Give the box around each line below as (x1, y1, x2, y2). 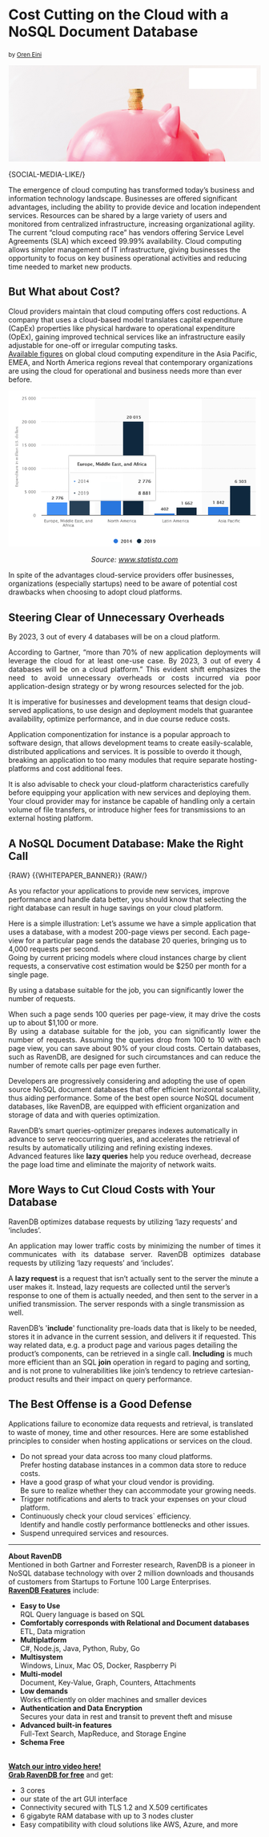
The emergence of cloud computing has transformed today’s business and (8, 185, 255, 195)
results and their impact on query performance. (35, 1374, 192, 1384)
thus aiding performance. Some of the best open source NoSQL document (8, 1093, 255, 1102)
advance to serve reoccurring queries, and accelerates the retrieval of (8, 1133, 240, 1144)
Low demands (19, 1686, 68, 1696)
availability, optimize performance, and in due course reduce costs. (8, 714, 231, 724)
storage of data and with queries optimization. (8, 1109, 160, 1120)
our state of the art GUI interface (19, 1794, 128, 1803)
